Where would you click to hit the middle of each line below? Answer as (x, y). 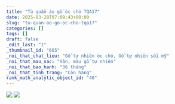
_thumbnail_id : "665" (33, 51)
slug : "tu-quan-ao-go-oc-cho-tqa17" (52, 23)
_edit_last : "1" (26, 45)
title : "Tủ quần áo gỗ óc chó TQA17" (53, 12)
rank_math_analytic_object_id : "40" (52, 78)
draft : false (22, 39)
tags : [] (17, 34)
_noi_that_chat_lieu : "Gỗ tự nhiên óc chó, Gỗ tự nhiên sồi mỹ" (88, 56)
